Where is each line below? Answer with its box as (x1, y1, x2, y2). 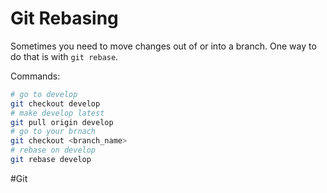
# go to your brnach (10, 127, 97, 137)
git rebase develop (10, 155, 92, 165)
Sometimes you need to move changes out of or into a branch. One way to (10, 40, 317, 52)
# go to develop (10, 89, 78, 99)
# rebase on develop (10, 145, 97, 156)
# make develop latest (10, 108, 105, 118)
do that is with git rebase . (10, 50, 119, 62)
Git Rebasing (10, 7, 119, 30)
